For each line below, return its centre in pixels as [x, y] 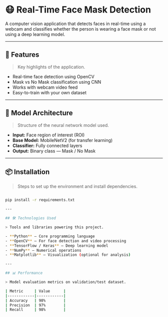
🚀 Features [22, 55]
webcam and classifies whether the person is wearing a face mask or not [80, 29]
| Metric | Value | [35, 291]
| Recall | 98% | [35, 310]
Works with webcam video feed [45, 87]
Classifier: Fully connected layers [47, 145]
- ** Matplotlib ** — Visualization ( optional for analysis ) [68, 255]
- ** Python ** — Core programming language [50, 236]
